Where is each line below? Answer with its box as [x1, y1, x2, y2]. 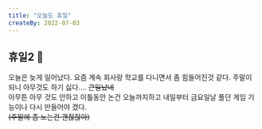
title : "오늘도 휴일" [8, 11, 72, 20]
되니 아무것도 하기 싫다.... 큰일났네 [8, 82, 115, 92]
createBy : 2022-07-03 [8, 19, 80, 27]
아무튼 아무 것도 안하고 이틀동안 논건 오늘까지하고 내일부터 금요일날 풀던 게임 [8, 93, 247, 102]
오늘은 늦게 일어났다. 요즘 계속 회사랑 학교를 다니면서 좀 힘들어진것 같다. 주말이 [8, 73, 252, 82]
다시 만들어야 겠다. [29, 102, 88, 112]
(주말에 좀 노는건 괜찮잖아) [8, 112, 90, 122]
